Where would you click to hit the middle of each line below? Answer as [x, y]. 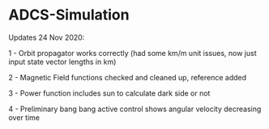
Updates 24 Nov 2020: [47, 37]
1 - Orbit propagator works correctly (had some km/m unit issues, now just [132, 53]
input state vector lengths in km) [62, 62]
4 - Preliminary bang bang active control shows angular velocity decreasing [135, 109]
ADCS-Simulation [69, 15]
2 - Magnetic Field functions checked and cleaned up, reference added [128, 77]
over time [24, 117]
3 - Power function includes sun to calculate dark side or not [109, 93]
